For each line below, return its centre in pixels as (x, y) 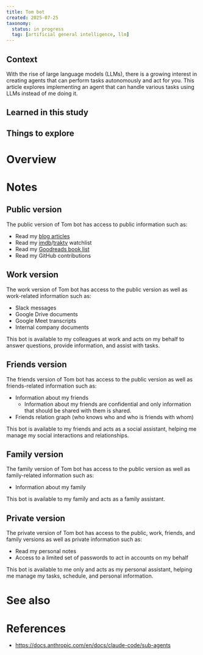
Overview (31, 159)
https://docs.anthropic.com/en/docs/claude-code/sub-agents (93, 645)
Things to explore (40, 133)
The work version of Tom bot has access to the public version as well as (97, 289)
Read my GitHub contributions (53, 255)
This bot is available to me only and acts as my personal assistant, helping (99, 570)
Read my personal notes (46, 551)
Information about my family (51, 487)
